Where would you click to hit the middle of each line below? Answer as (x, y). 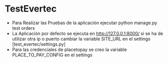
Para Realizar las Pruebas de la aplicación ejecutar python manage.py (85, 23)
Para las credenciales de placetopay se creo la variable (69, 49)
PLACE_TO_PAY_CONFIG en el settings (52, 55)
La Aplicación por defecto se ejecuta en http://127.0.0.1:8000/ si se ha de (88, 33)
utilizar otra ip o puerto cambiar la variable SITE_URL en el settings (81, 39)
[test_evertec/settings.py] (39, 44)
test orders (23, 28)
